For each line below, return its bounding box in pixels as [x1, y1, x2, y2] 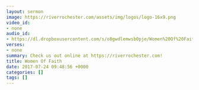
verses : [6, 42, 25, 48]
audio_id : [6, 31, 31, 37]
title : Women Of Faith [6, 58, 62, 64]
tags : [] [6, 75, 28, 81]
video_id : [6, 20, 31, 25]
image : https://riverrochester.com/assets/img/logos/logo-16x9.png [6, 14, 176, 20]
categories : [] [6, 69, 44, 75]
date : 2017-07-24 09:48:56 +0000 [6, 63, 89, 70]
